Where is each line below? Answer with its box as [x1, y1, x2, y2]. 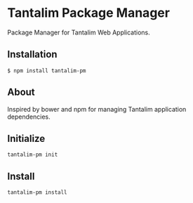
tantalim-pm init [7, 151, 58, 159]
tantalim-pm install [7, 189, 68, 196]
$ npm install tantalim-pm [7, 67, 86, 74]
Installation [7, 48, 58, 60]
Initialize [7, 132, 46, 145]
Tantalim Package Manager [7, 5, 171, 21]
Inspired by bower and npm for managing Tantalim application [7, 105, 187, 113]
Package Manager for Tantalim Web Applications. [7, 28, 151, 37]
